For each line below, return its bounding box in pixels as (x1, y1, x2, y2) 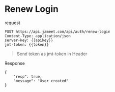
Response (4, 60, 25, 66)
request (4, 20, 21, 26)
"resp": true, (13, 74, 42, 79)
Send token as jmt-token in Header (16, 51, 87, 57)
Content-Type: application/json (4, 33, 71, 38)
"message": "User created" (13, 78, 69, 83)
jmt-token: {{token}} (4, 42, 49, 47)
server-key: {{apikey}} (4, 38, 54, 43)
